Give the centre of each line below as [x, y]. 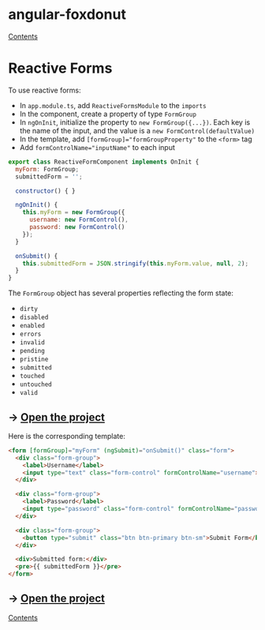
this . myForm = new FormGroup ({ [74, 212]
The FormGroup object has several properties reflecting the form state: [121, 293]
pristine [34, 360]
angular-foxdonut [67, 15]
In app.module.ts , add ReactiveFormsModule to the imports [113, 105]
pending [32, 351]
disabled [34, 317]
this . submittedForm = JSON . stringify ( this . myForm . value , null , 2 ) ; [136, 263]
